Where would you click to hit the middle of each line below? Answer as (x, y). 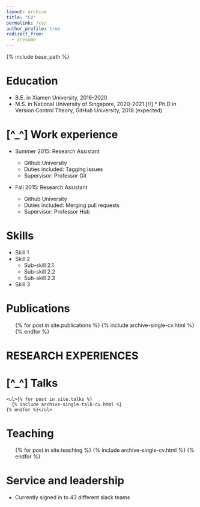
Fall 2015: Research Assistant (51, 187)
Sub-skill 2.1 (39, 265)
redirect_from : (25, 34)
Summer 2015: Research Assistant (57, 151)
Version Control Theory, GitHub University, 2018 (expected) (89, 110)
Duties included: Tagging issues (63, 169)
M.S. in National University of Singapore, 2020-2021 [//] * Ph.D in (95, 104)
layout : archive (26, 12)
